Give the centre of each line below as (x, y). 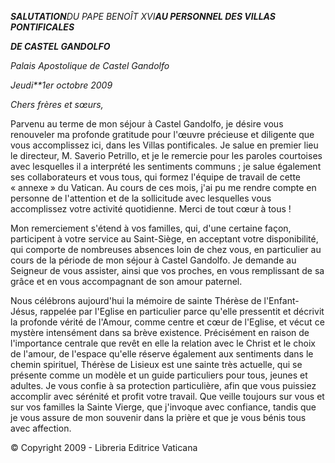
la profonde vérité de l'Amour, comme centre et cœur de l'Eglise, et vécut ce (167, 322)
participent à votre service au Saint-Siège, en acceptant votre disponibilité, (164, 239)
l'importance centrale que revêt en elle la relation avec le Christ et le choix (163, 343)
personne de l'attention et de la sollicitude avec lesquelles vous (141, 198)
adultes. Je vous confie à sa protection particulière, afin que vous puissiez (163, 385)
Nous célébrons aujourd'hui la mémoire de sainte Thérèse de (136, 300)
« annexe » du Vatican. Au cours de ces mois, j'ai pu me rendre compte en (163, 187)
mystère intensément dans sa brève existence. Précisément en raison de (160, 332)
